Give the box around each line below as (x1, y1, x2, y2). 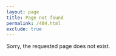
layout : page (6, 9, 39, 15)
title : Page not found (6, 15, 64, 21)
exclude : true (6, 26, 43, 32)
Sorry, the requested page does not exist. (6, 43, 111, 50)
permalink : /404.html (6, 20, 61, 26)
